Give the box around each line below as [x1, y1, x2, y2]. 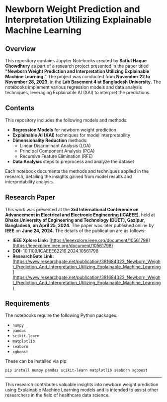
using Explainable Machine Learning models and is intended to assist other [5, 387, 159, 393]
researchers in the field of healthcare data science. [5, 392, 110, 398]
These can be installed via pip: [5, 358, 68, 364]
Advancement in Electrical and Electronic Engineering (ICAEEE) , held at [5, 212, 155, 218]
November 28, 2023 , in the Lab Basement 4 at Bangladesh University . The [5, 79, 162, 85]
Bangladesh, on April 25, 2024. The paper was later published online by [5, 222, 154, 228]
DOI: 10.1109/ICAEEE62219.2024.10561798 [12, 248, 99, 254]
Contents [5, 104, 35, 113]
